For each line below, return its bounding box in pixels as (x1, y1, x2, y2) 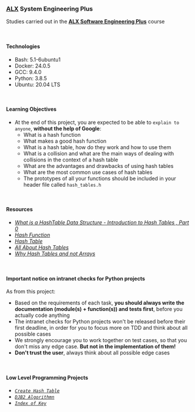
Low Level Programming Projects (6, 374, 89, 381)
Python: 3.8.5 (14, 75, 47, 82)
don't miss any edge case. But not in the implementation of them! (14, 343, 176, 350)
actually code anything (14, 312, 70, 319)
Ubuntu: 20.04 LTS (14, 81, 60, 88)
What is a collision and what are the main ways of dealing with (23, 150, 174, 157)
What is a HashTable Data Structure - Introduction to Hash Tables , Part (14, 219, 189, 226)
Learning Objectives (6, 106, 57, 113)
